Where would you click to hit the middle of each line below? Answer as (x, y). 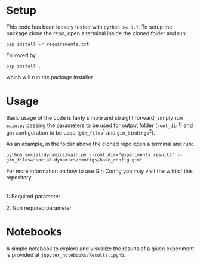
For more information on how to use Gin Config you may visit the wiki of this (99, 171)
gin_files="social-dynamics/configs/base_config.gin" (75, 160)
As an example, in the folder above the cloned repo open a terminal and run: (100, 144)
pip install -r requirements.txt (48, 44)
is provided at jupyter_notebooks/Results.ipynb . (66, 255)
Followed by (21, 55)
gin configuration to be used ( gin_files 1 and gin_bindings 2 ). (81, 132)
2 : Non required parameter (39, 208)
